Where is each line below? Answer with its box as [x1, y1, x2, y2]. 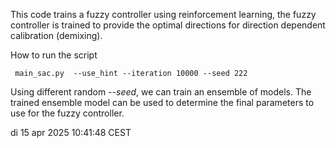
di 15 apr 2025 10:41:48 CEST [10, 127, 132, 138]
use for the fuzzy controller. [10, 107, 125, 119]
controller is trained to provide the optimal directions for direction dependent [10, 19, 326, 31]
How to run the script [10, 49, 98, 61]
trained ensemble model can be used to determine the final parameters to [10, 97, 315, 108]
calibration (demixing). [10, 30, 103, 41]
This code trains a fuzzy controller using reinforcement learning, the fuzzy [10, 9, 317, 20]
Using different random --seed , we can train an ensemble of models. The [10, 86, 312, 98]
